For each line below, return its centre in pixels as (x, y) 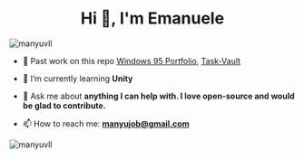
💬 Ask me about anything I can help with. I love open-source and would (158, 96)
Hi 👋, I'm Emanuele (152, 19)
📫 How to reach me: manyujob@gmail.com (106, 123)
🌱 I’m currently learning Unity (78, 78)
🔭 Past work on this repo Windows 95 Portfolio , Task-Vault (132, 61)
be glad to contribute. (64, 105)
